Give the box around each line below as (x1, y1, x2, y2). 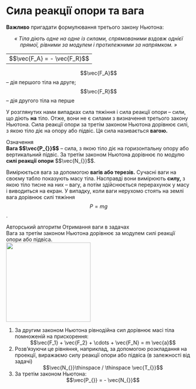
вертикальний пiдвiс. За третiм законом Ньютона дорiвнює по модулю (6, 151, 185, 158)
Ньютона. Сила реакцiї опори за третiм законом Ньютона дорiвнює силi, (6, 120, 190, 128)
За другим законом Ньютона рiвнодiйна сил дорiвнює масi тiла (14, 326, 175, 333)
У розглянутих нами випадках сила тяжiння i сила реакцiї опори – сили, (6, 108, 186, 115)
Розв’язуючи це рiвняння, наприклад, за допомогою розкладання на (14, 345, 187, 352)
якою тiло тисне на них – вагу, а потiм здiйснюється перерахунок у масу (6, 181, 190, 188)
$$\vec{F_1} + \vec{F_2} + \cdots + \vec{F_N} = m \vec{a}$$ (30, 339, 176, 346)
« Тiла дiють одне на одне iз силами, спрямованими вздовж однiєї (14, 35, 183, 42)
